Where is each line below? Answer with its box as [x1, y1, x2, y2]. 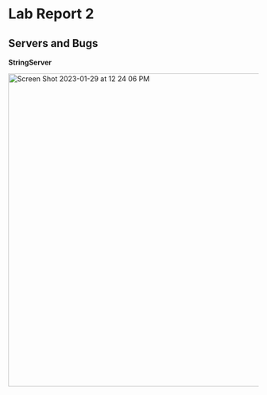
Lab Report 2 [8, 5, 95, 23]
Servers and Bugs [8, 37, 99, 50]
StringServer [8, 57, 52, 67]
